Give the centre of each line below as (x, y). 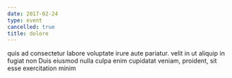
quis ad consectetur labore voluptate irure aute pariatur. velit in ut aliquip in (116, 53)
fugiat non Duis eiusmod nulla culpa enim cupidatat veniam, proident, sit (112, 61)
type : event (25, 20)
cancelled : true (31, 27)
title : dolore (28, 33)
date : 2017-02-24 (33, 14)
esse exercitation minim (42, 68)
